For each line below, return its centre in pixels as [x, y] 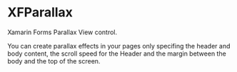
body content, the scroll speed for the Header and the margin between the [117, 53]
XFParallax [40, 12]
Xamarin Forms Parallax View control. [62, 32]
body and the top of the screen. [54, 61]
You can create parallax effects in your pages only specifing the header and [119, 46]
